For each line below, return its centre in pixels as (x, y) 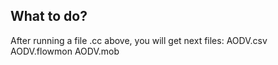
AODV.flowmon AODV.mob (65, 51)
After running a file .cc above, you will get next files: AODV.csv (139, 40)
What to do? (49, 16)
